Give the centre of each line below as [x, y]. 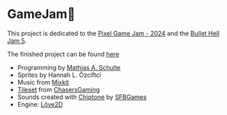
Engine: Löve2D [40, 104]
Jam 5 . [17, 40]
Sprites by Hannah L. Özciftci [59, 75]
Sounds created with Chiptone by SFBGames [82, 97]
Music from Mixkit [43, 82]
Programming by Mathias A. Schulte [69, 67]
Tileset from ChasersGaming [58, 89]
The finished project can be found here [63, 54]
